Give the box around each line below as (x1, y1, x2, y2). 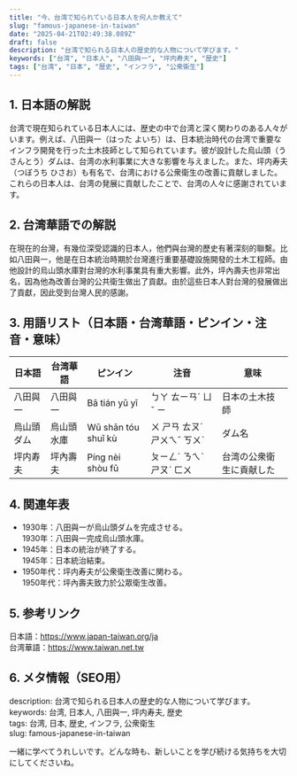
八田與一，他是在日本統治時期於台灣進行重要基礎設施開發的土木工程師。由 (16, 253, 288, 264)
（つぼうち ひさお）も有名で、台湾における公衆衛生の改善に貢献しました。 (9, 167, 283, 177)
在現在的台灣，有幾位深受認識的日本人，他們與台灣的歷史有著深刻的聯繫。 (9, 243, 280, 253)
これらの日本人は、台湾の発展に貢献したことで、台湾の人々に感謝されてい (9, 178, 280, 189)
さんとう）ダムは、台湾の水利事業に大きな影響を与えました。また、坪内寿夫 (9, 156, 288, 167)
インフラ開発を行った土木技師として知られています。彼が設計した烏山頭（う (9, 144, 287, 155)
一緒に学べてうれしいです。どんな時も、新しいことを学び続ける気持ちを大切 (9, 746, 287, 757)
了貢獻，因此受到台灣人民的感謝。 (9, 287, 133, 298)
